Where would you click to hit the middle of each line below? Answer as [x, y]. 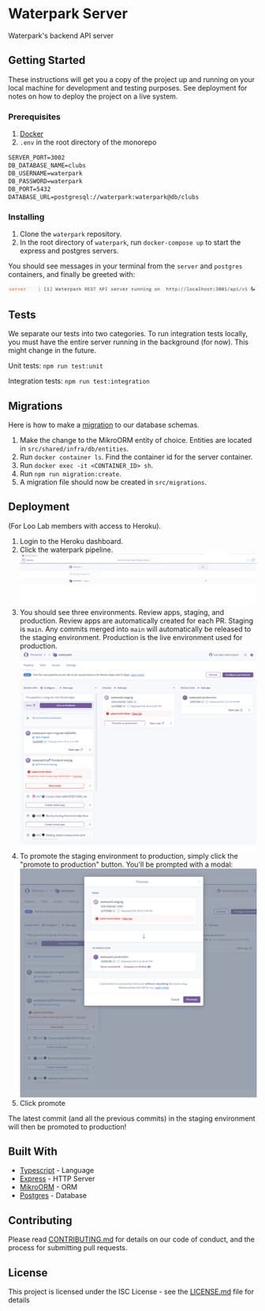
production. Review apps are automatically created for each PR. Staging [136, 620]
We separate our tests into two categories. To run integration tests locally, [128, 334]
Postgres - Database [53, 1196]
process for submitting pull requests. [68, 1248]
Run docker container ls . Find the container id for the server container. [136, 457]
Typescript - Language [57, 1171]
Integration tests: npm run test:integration [79, 381]
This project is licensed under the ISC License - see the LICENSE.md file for [131, 1292]
